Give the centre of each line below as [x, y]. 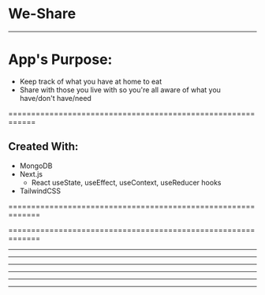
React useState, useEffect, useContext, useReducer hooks [126, 182]
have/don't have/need [56, 98]
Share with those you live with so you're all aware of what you [120, 90]
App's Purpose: [60, 60]
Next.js [31, 174]
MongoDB [36, 166]
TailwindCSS [40, 191]
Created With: [43, 147]
